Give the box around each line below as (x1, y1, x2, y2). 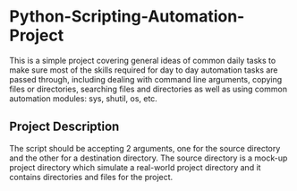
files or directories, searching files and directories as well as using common (9, 83, 288, 94)
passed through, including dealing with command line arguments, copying (9, 74, 283, 84)
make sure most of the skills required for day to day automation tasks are (9, 65, 279, 75)
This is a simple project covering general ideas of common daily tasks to (9, 55, 276, 65)
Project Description (9, 119, 120, 135)
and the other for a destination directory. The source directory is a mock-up (9, 152, 288, 163)
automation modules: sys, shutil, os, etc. (9, 92, 158, 104)
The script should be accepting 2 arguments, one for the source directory (9, 143, 281, 153)
